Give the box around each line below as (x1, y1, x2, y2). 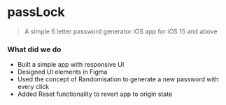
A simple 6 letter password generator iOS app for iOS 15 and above (24, 27, 218, 35)
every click (17, 83, 50, 91)
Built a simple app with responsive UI (17, 60, 125, 69)
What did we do (7, 45, 62, 54)
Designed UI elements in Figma (17, 67, 108, 76)
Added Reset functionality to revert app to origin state (17, 90, 173, 98)
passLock (7, 4, 65, 20)
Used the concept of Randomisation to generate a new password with (17, 75, 219, 83)
